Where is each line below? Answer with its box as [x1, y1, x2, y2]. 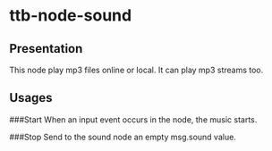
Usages [9, 90, 53, 105]
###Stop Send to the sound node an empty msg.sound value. [9, 131, 237, 142]
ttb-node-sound [9, 5, 132, 26]
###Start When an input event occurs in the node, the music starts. [9, 113, 258, 125]
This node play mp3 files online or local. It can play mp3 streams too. [9, 64, 264, 75]
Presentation [9, 41, 83, 56]
